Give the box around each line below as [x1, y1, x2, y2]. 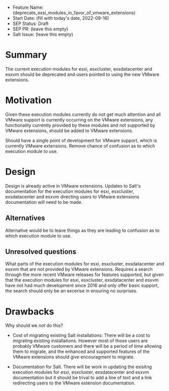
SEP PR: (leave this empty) [12, 26, 68, 32]
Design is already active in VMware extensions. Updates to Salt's [5, 183, 141, 189]
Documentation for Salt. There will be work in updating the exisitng [12, 364, 152, 370]
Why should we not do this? [5, 322, 63, 328]
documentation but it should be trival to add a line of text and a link [12, 375, 152, 381]
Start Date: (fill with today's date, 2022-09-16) [12, 15, 109, 21]
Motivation [5, 95, 52, 106]
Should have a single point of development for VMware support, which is [5, 137, 157, 143]
